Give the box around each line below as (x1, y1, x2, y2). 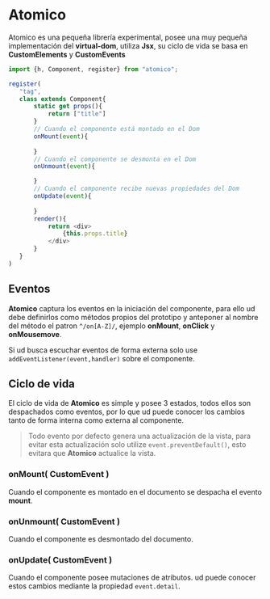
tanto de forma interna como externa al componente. (8, 416, 184, 425)
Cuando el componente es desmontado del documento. (8, 534, 193, 544)
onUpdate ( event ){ (33, 192, 92, 200)
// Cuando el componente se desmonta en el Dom (33, 155, 197, 163)
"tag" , (19, 87, 42, 95)
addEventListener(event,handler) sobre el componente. (8, 353, 195, 363)
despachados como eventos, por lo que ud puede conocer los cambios (8, 407, 246, 417)
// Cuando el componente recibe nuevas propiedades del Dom (33, 184, 240, 193)
